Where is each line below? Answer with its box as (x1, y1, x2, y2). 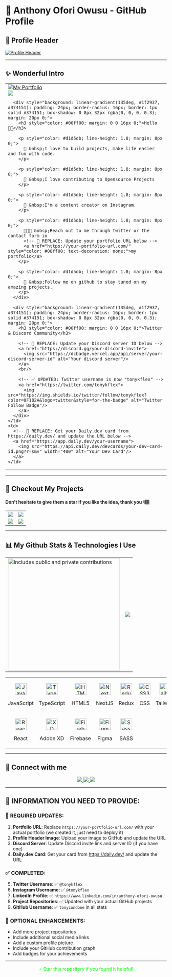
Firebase (70, 735, 91, 742)
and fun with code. (8, 151, 55, 156)
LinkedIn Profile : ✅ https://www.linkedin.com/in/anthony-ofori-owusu (12, 892, 163, 899)
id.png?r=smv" (8, 448, 42, 454)
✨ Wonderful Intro (5, 69, 64, 78)
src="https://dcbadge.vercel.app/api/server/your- (36, 351, 163, 356)
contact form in (8, 233, 48, 238)
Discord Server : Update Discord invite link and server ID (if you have (12, 840, 158, 846)
